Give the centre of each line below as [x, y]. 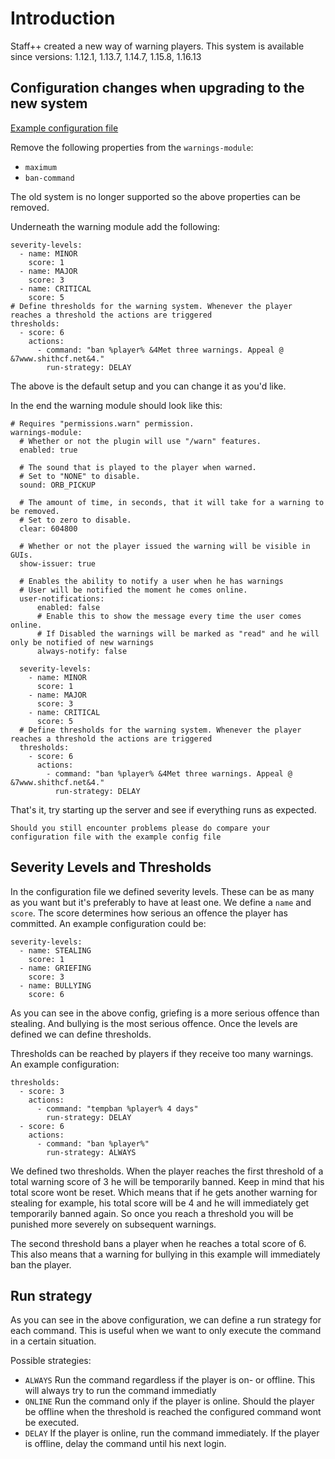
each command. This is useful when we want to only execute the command [166, 1331]
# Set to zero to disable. [75, 520]
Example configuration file [64, 128]
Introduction [63, 18]
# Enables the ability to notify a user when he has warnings [151, 581]
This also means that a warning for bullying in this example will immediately [165, 1254]
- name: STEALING [55, 950]
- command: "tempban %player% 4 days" [117, 1108]
